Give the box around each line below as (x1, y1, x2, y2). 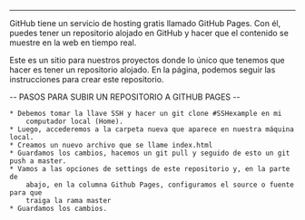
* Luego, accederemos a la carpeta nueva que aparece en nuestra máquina (9, 125, 295, 134)
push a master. (9, 157, 67, 166)
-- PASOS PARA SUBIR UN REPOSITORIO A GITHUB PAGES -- (9, 91, 241, 102)
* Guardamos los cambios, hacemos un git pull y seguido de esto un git (9, 148, 290, 158)
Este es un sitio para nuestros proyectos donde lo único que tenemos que (9, 55, 286, 65)
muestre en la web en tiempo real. (9, 37, 137, 48)
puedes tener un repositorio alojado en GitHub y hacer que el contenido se (9, 28, 289, 38)
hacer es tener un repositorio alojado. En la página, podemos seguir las (9, 64, 276, 75)
